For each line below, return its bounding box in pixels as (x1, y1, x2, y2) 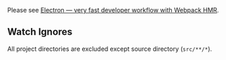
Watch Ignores (7, 26, 73, 38)
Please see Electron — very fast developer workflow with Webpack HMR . (7, 6, 220, 14)
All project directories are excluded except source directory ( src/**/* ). (7, 45, 213, 53)
